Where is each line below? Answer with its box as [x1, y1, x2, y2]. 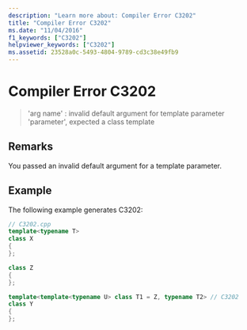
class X [8, 235, 34, 243]
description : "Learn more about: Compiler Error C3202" [8, 11, 196, 20]
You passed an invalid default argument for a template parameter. [8, 161, 222, 170]
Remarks [8, 140, 54, 154]
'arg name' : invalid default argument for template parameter [27, 108, 225, 118]
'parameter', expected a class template [27, 116, 155, 127]
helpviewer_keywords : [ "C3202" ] [8, 41, 115, 49]
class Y [8, 300, 34, 309]
